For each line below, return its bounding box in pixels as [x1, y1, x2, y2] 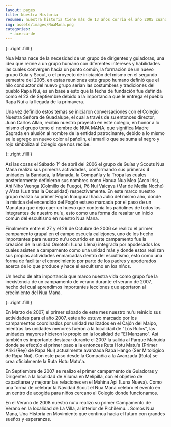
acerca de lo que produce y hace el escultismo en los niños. [5, 263, 131, 269]
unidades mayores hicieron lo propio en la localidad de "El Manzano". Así [5, 331, 159, 337]
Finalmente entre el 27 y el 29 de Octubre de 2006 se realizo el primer [5, 226, 153, 231]
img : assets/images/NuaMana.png [5, 21, 74, 27]
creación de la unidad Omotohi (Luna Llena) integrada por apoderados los [5, 241, 160, 248]
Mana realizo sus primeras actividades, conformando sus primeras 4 [5, 167, 150, 172]
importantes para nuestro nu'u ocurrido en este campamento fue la [5, 236, 147, 242]
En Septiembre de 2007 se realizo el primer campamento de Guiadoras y [5, 368, 158, 374]
